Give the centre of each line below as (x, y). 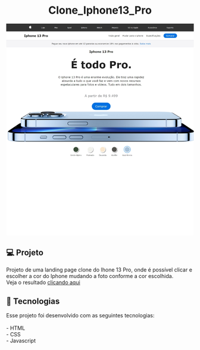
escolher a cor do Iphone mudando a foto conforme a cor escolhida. (90, 276)
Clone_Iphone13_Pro (100, 10)
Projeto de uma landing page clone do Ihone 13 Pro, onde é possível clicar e (99, 270)
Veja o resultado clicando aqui (43, 282)
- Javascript (21, 341)
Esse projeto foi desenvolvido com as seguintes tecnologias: (80, 316)
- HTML (16, 328)
